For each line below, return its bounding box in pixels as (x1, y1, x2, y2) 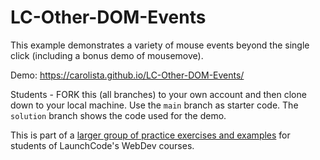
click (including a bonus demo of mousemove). (10, 49, 204, 61)
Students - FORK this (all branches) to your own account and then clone (10, 88, 307, 100)
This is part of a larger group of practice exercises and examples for (10, 129, 291, 141)
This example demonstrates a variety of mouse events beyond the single (10, 39, 310, 51)
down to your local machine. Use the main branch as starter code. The (10, 99, 299, 111)
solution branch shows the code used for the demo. (10, 109, 227, 121)
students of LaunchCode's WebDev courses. (10, 139, 195, 151)
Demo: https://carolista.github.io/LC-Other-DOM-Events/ (10, 69, 245, 81)
